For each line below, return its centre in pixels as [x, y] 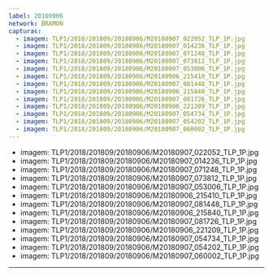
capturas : [25, 31]
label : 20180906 [36, 16]
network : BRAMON [36, 24]
